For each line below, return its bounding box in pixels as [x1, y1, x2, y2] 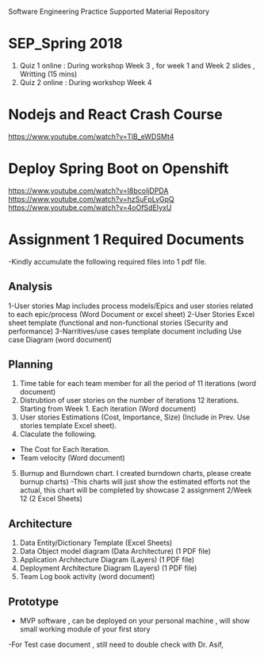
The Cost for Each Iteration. [19, 445, 110, 454]
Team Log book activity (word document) [19, 572, 155, 582]
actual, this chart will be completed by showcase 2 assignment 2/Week [19, 485, 252, 495]
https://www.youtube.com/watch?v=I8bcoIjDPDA [8, 186, 169, 195]
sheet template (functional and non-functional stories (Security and [8, 318, 228, 327]
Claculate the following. [19, 429, 98, 439]
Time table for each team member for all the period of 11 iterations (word [19, 379, 256, 388]
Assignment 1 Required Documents [8, 230, 244, 249]
